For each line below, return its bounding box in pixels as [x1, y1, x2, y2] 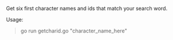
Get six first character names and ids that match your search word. [6, 5, 168, 12]
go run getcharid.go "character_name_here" [20, 27, 127, 34]
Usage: [6, 16, 23, 23]
